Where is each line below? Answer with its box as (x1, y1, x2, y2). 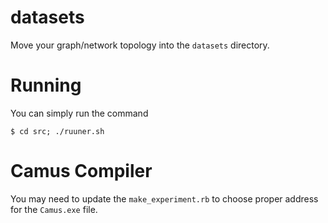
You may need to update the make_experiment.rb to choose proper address (10, 192, 319, 205)
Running (10, 74, 82, 97)
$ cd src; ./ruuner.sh (10, 126, 105, 136)
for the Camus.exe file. (10, 203, 98, 215)
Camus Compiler (10, 160, 153, 183)
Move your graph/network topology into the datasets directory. (10, 39, 270, 51)
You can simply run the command (10, 107, 149, 119)
